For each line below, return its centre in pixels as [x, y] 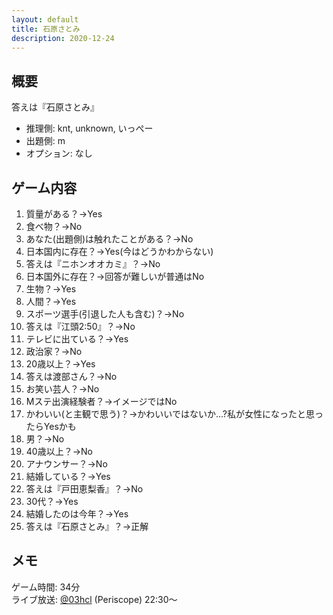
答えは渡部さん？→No [71, 376]
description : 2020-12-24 [63, 38]
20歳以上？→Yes [60, 364]
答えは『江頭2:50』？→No [80, 326]
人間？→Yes [51, 301]
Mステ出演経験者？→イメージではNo [101, 401]
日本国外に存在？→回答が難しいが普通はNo [115, 276]
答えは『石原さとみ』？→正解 [87, 526]
